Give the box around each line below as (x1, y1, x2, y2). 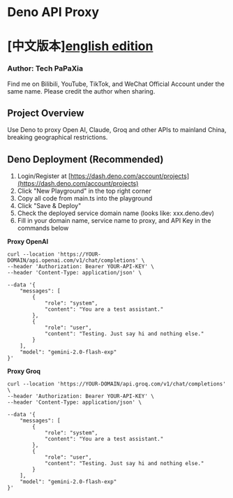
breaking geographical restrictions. (7, 133, 108, 142)
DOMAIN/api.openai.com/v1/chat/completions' (7, 257, 139, 264)
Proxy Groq (7, 367, 40, 376)
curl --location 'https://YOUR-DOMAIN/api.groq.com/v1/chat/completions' (7, 381, 227, 388)
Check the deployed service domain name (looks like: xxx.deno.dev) (17, 209, 215, 217)
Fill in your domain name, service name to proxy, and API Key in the (17, 217, 211, 225)
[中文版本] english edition (7, 38, 153, 54)
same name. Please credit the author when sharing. (7, 87, 156, 95)
